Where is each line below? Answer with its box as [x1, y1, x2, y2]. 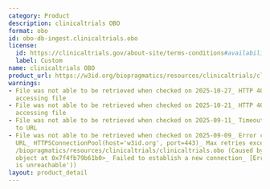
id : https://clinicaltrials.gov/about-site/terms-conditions [15, 49, 225, 57]
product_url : [8, 72, 52, 80]
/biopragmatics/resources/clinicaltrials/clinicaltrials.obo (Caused [15, 146, 253, 154]
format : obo [8, 27, 48, 35]
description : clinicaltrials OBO [8, 19, 121, 27]
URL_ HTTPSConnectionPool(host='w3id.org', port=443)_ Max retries [15, 138, 247, 147]
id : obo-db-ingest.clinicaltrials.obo [8, 34, 138, 43]
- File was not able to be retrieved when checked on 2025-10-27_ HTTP [8, 86, 253, 95]
